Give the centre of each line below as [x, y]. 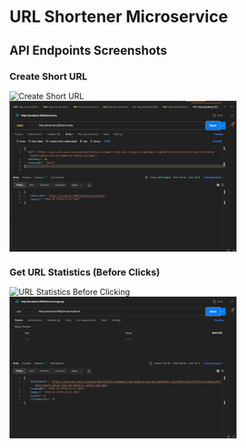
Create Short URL [49, 76]
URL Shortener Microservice [119, 17]
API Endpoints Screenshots [89, 51]
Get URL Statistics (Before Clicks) [85, 272]
